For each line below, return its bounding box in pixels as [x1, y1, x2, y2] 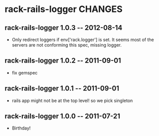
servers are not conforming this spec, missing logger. [11, 42, 122, 48]
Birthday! [11, 125, 31, 131]
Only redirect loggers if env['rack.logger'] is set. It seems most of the [11, 36, 154, 42]
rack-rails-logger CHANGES [4, 3, 123, 15]
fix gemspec [11, 69, 38, 75]
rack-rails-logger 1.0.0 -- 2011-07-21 [4, 112, 121, 120]
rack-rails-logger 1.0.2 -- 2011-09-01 [4, 56, 122, 65]
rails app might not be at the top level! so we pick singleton [11, 97, 133, 103]
